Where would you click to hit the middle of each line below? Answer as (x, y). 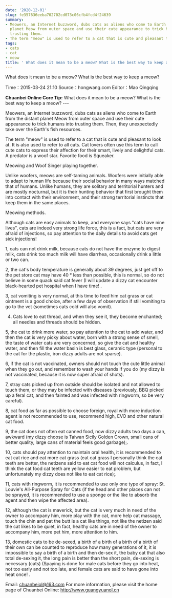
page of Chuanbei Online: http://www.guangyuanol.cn (62, 590)
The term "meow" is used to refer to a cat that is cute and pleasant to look (83, 139)
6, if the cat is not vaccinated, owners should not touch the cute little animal (85, 364)
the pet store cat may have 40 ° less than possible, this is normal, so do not (85, 275)
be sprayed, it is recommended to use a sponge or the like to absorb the (81, 495)
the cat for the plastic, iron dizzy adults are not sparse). (64, 354)
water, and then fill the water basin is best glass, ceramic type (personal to (84, 348)
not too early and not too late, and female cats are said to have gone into (82, 569)
